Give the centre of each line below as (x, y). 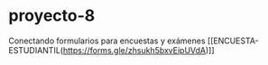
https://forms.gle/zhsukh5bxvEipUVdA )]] (139, 50)
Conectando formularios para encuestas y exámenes (107, 41)
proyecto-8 (52, 16)
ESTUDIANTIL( (36, 50)
